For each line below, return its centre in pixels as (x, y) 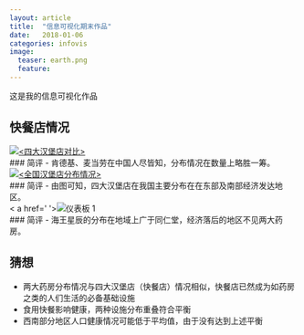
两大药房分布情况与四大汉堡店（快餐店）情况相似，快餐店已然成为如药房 (158, 286)
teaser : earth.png (53, 60)
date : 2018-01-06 (47, 35)
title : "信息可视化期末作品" (61, 26)
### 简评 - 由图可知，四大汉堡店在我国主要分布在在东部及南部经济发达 (142, 185)
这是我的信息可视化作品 (53, 96)
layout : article (40, 18)
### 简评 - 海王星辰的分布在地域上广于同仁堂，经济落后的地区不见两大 (142, 219)
